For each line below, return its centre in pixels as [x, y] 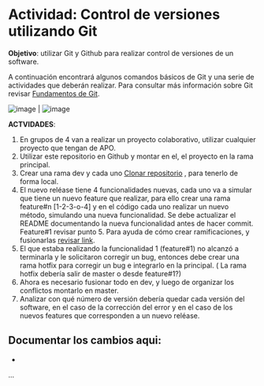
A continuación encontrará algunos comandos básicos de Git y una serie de [131, 77]
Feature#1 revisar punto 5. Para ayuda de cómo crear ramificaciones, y [134, 231]
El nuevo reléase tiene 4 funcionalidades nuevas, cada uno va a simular [136, 189]
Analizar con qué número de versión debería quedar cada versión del [132, 298]
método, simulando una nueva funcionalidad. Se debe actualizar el [128, 215]
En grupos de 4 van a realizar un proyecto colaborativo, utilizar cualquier [138, 139]
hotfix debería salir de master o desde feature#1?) [100, 273]
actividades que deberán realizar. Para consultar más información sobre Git [131, 85]
